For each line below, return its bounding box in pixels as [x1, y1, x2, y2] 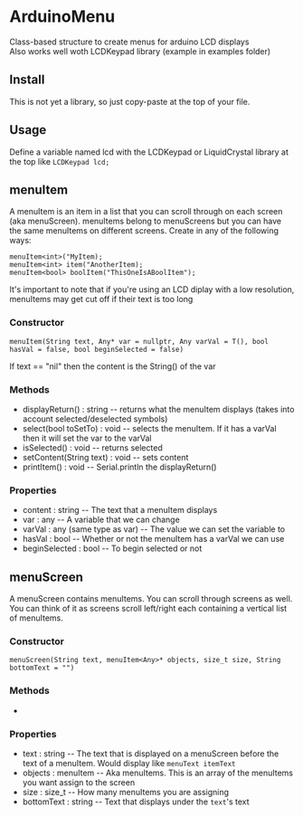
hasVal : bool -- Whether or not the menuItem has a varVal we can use [22, 534, 285, 545]
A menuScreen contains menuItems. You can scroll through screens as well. [9, 593, 293, 604]
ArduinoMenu [9, 6, 116, 27]
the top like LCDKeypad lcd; [9, 156, 110, 166]
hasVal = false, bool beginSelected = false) [9, 345, 184, 354]
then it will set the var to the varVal [22, 432, 152, 443]
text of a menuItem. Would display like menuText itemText [22, 757, 237, 768]
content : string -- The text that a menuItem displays [22, 505, 218, 516]
